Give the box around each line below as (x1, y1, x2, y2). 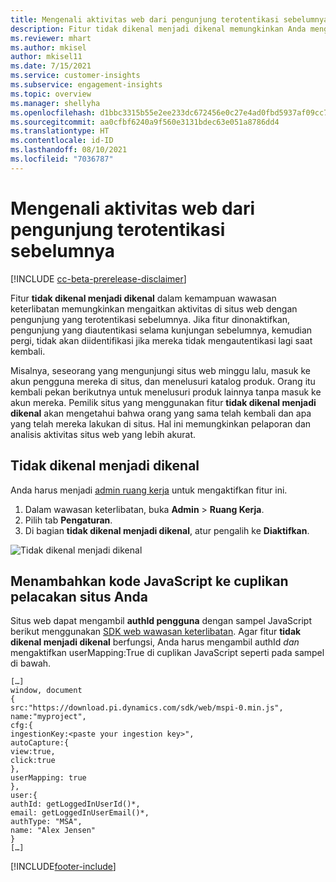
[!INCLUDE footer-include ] (10, 861, 117, 873)
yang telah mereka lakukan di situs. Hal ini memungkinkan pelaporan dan (10, 417, 312, 430)
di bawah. (10, 657, 52, 670)
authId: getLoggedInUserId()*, (10, 799, 141, 810)
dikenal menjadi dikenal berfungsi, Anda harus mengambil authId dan (10, 636, 300, 648)
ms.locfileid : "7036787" (10, 154, 114, 164)
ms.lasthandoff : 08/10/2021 (10, 145, 128, 155)
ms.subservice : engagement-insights (10, 80, 163, 90)
